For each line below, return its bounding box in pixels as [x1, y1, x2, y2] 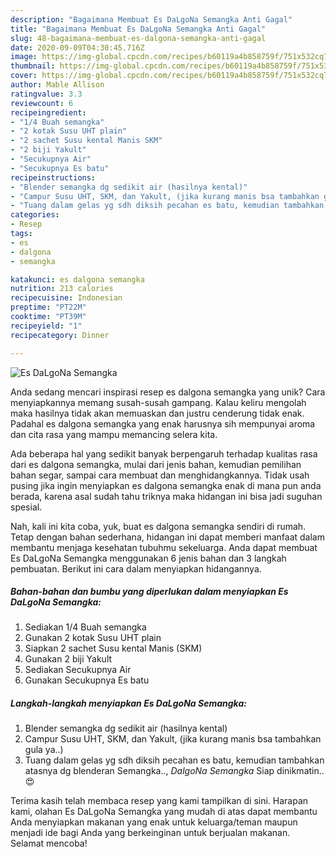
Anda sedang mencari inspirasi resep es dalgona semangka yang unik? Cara [10, 386, 326, 398]
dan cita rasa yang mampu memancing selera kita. [10, 428, 218, 440]
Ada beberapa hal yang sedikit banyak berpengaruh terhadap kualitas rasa [10, 447, 318, 460]
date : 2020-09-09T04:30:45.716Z [10, 42, 145, 53]
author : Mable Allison [10, 80, 105, 90]
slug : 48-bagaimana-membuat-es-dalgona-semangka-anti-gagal [10, 33, 267, 43]
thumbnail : [10, 61, 56, 71]
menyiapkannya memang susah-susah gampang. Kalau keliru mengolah [10, 396, 307, 408]
